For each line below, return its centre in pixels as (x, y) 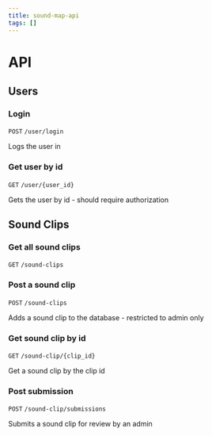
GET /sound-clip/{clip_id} (52, 356)
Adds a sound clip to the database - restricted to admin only (106, 317)
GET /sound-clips (36, 265)
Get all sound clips (44, 247)
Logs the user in (34, 147)
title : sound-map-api (44, 15)
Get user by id (36, 167)
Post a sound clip (42, 285)
